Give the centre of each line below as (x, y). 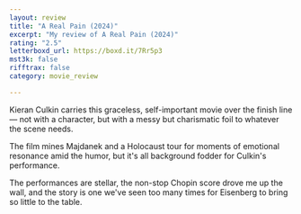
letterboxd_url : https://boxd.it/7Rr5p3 (86, 51)
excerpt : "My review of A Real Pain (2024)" (94, 34)
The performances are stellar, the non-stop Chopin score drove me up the (146, 183)
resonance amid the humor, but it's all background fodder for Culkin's (138, 156)
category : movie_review (54, 76)
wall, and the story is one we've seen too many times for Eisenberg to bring (149, 192)
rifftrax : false (40, 68)
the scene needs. (41, 129)
